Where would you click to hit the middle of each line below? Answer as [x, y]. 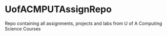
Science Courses [23, 28]
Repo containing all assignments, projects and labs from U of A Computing [83, 23]
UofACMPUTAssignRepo [58, 9]
